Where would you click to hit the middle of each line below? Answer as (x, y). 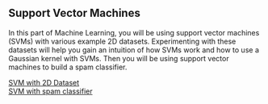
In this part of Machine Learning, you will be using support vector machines (134, 32)
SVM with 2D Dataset (44, 82)
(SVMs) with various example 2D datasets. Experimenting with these (122, 41)
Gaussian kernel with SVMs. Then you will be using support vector (119, 58)
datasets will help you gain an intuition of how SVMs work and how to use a (134, 50)
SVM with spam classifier (50, 91)
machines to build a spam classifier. (68, 67)
